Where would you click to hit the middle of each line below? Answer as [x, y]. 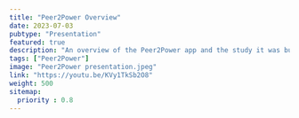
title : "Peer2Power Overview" [65, 17]
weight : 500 [31, 83]
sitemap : [25, 91]
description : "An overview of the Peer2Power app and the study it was [145, 51]
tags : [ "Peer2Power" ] [49, 59]
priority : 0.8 [45, 100]
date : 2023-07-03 [41, 26]
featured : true [37, 42]
